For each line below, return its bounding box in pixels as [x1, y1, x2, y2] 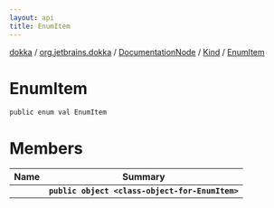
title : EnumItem [9, 22, 71, 31]
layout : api [9, 13, 54, 23]
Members [9, 137, 83, 158]
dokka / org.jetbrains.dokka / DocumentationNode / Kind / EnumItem [9, 46, 265, 57]
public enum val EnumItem [9, 108, 107, 118]
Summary [121, 171, 165, 184]
